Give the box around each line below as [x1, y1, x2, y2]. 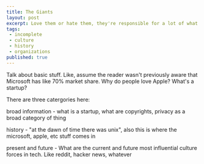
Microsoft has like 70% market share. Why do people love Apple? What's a [6, 77, 194, 85]
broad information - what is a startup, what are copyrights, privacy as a [6, 107, 186, 115]
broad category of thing [6, 114, 67, 121]
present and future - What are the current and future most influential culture [6, 144, 197, 151]
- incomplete [9, 32, 43, 38]
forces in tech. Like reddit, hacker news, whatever [6, 151, 133, 158]
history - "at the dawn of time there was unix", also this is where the [6, 126, 177, 133]
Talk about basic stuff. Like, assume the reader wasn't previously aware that [6, 71, 198, 78]
